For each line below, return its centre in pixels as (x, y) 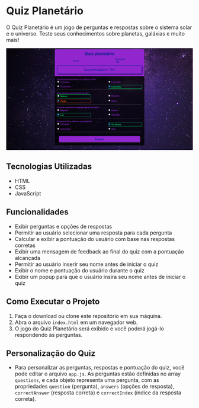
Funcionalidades (38, 212)
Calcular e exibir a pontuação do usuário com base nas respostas (95, 239)
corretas (25, 245)
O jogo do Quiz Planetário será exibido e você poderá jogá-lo (89, 328)
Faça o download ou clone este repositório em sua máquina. (88, 316)
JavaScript (28, 193)
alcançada (27, 258)
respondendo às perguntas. (49, 335)
